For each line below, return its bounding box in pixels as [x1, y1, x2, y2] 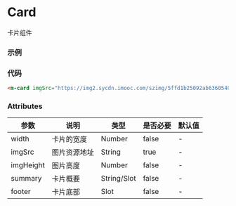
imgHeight [11, 160, 46, 170]
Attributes [7, 101, 43, 111]
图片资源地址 [51, 148, 95, 157]
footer [11, 187, 32, 197]
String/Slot [100, 174, 136, 184]
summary [11, 174, 42, 184]
